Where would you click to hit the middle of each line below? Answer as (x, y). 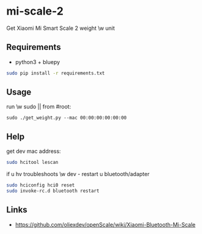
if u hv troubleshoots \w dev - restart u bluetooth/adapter (78, 174)
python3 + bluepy (38, 62)
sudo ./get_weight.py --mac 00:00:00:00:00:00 (67, 118)
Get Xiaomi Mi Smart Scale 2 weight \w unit (61, 28)
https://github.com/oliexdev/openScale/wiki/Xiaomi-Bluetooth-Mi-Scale (105, 224)
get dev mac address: (34, 151)
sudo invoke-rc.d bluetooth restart (53, 191)
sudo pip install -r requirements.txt (56, 73)
